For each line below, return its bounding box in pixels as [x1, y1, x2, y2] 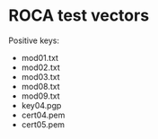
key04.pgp [21, 100, 62, 110]
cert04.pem [21, 109, 66, 120]
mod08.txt [21, 81, 60, 91]
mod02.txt [21, 62, 60, 73]
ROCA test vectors [8, 5, 150, 26]
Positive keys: [8, 35, 60, 46]
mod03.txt [21, 71, 60, 82]
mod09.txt [21, 91, 60, 101]
